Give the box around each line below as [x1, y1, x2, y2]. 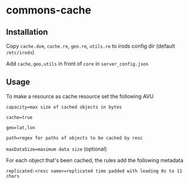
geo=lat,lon [6, 125, 35, 131]
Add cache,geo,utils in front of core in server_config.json [6, 60, 148, 67]
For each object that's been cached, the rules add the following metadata [6, 156, 184, 163]
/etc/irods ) [6, 49, 35, 56]
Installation [6, 27, 48, 37]
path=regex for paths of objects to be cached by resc [6, 135, 143, 141]
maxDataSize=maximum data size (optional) [6, 145, 107, 152]
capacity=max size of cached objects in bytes [6, 104, 122, 110]
